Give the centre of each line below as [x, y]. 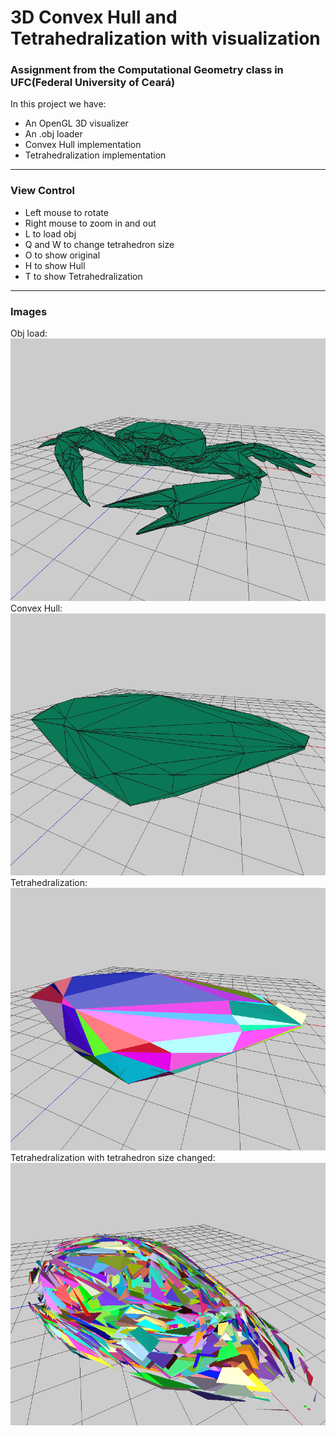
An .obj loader [53, 134]
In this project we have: [58, 104]
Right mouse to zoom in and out [90, 223]
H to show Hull [55, 265]
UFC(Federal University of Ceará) [93, 83]
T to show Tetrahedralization [83, 276]
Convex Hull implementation [83, 145]
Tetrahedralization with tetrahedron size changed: [113, 1158]
